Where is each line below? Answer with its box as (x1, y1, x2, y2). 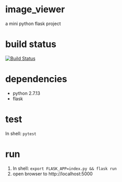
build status (5, 38, 57, 50)
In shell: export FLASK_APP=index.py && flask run (12, 165, 117, 171)
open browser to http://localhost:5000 (12, 170, 93, 177)
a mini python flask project (5, 20, 61, 27)
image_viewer (5, 4, 65, 15)
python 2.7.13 (12, 90, 41, 96)
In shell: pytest (5, 130, 37, 136)
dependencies (5, 73, 68, 85)
